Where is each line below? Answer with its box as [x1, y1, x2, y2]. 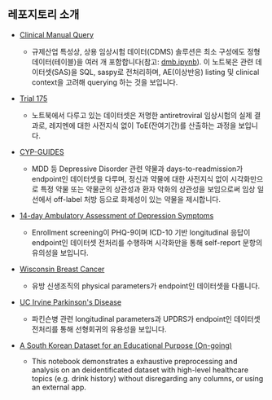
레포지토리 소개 [7, 7, 80, 22]
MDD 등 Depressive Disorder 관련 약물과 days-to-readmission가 [31, 164, 243, 174]
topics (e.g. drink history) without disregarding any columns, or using [31, 373, 264, 383]
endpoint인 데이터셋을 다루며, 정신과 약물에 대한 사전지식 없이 [31, 174, 229, 183]
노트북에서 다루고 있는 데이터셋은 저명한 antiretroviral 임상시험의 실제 [31, 110, 252, 120]
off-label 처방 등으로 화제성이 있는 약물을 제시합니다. [53, 194, 222, 204]
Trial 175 [19, 93, 48, 103]
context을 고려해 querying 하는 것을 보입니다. [31, 77, 178, 87]
